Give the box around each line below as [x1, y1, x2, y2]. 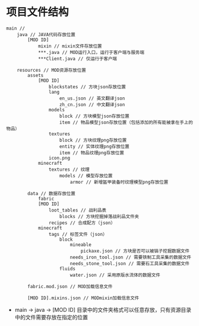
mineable [70, 241, 92, 248]
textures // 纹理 [48, 167, 90, 172]
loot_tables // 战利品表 [48, 207, 107, 213]
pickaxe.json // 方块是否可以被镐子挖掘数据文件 [80, 248, 190, 254]
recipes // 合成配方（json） [48, 220, 116, 226]
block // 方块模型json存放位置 [59, 113, 129, 119]
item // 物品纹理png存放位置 [59, 149, 125, 156]
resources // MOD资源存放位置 [17, 67, 86, 73]
